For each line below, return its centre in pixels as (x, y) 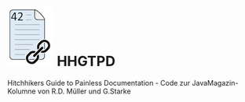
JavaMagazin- (215, 83)
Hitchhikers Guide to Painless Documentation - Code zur (99, 83)
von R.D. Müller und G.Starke (84, 91)
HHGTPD (86, 62)
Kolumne (22, 91)
